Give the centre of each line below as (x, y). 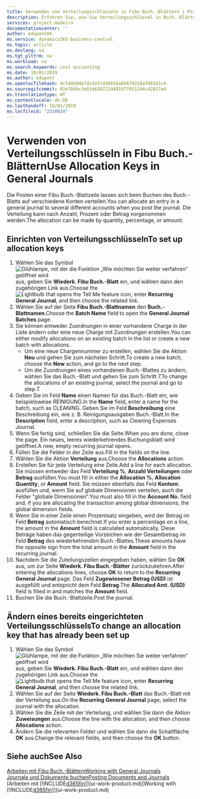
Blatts (14, 201)
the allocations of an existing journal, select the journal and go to (103, 383)
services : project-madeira (40, 23)
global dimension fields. (45, 509)
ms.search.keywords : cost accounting (53, 67)
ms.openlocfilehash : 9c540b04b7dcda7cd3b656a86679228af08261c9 (87, 84)
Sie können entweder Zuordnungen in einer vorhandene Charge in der (101, 326)
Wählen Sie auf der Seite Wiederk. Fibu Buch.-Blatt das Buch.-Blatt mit (103, 693)
